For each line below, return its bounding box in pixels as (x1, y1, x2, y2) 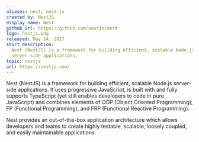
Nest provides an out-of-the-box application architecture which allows (6, 117, 178, 124)
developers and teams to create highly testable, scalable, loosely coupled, (6, 122, 188, 130)
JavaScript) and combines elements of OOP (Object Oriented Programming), (6, 99, 193, 106)
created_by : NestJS (6, 14, 54, 20)
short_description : (6, 42, 54, 48)
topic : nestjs (6, 58, 41, 64)
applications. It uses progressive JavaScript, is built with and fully (17, 86, 178, 93)
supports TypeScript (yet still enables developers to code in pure (6, 92, 165, 99)
